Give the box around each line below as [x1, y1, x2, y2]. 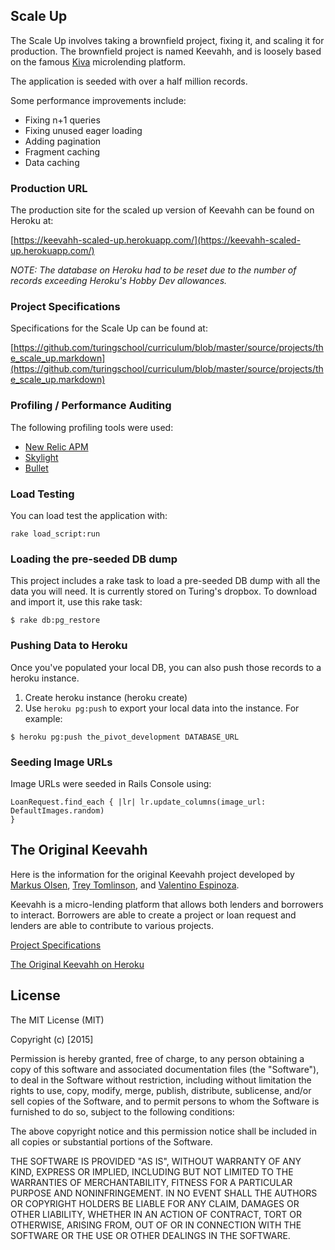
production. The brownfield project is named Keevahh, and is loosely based [10, 45, 322, 57]
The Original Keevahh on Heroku [10, 958, 145, 970]
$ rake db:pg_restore [10, 615, 101, 626]
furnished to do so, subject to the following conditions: [10, 1105, 235, 1118]
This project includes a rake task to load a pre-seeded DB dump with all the [10, 575, 321, 587]
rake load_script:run [10, 529, 101, 539]
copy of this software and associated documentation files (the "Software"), [10, 1063, 320, 1075]
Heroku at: [10, 215, 54, 227]
